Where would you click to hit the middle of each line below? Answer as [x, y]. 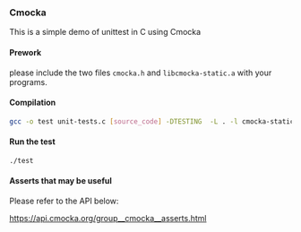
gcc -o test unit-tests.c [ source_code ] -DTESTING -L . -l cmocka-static [152, 121]
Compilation [33, 103]
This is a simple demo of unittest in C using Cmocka [105, 32]
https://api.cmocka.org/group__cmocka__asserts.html [108, 218]
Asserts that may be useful [60, 181]
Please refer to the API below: [64, 201]
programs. [28, 82]
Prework [26, 52]
